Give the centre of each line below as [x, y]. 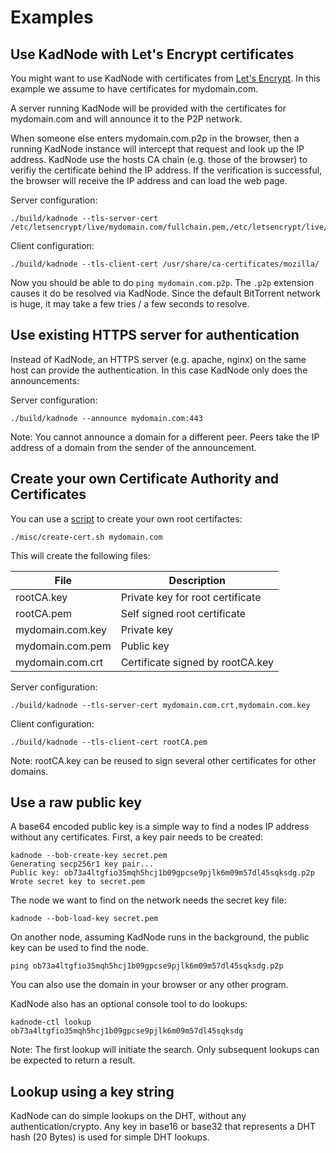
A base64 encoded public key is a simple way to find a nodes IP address [160, 827]
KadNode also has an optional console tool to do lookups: [129, 1004]
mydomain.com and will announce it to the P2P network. [126, 119]
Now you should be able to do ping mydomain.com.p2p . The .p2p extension [162, 282]
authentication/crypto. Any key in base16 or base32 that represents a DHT [163, 1127]
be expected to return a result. [73, 1060]
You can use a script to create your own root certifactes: [126, 518]
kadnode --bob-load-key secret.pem [84, 919]
